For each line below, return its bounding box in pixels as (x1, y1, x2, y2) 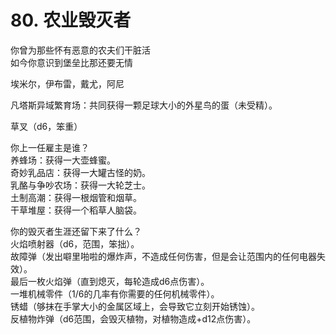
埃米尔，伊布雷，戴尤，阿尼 (10, 77, 125, 90)
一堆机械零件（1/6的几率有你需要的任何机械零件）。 (10, 287, 220, 300)
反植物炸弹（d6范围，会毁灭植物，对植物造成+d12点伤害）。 (10, 312, 257, 325)
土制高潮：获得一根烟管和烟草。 (10, 191, 142, 203)
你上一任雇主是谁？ (10, 141, 90, 153)
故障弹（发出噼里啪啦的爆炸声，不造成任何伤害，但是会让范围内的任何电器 (10, 250, 317, 262)
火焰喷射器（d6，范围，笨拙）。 (10, 237, 140, 250)
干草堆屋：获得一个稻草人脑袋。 (10, 204, 142, 216)
